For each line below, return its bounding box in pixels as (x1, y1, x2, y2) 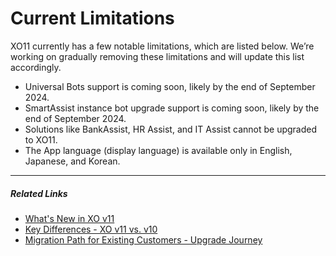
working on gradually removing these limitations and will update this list (10, 50, 305, 62)
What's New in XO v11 (24, 212, 115, 224)
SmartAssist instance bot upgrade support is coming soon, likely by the (24, 102, 320, 114)
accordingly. (10, 61, 62, 73)
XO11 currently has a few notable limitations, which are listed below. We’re (10, 40, 315, 52)
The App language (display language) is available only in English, (24, 144, 293, 156)
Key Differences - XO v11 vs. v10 (24, 223, 158, 235)
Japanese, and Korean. (24, 155, 121, 167)
